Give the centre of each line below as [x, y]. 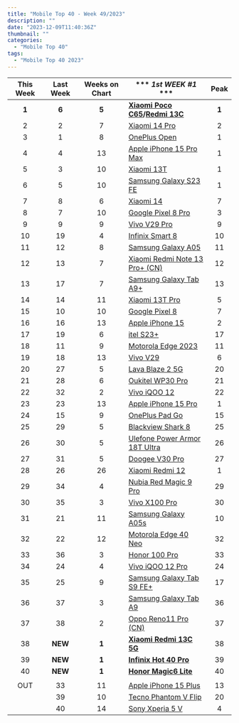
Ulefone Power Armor [165, 438]
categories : [25, 41]
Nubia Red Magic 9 [160, 482]
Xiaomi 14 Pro [152, 125]
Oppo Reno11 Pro [159, 618]
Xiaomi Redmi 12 [157, 470]
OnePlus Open [153, 137]
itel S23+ [144, 334]
